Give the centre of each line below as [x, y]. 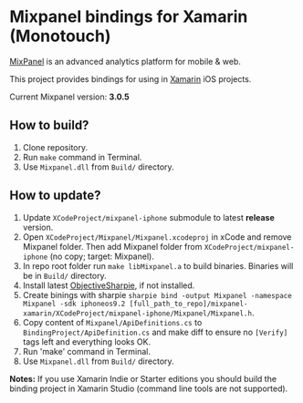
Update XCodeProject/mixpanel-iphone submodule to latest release [149, 217]
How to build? [49, 125]
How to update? [55, 196]
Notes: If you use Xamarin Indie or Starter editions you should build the [143, 378]
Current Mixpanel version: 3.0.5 [69, 97]
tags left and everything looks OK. [87, 341]
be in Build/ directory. [64, 275]
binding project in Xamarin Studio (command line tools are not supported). [149, 388]
